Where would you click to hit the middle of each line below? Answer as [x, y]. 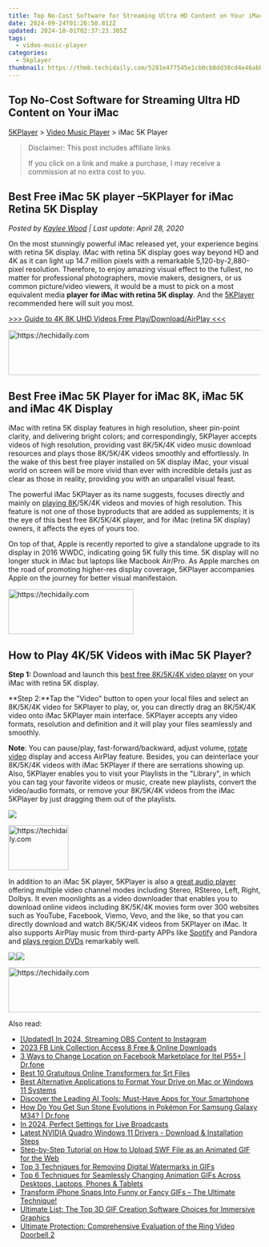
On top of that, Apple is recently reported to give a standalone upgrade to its [134, 544]
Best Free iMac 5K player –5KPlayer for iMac [121, 196]
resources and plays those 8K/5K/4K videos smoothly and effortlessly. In [129, 454]
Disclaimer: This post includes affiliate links [99, 147]
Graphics [35, 1218]
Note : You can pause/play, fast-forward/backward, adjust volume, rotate [128, 748]
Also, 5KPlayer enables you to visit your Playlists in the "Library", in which [129, 774]
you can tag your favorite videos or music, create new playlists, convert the [132, 782]
